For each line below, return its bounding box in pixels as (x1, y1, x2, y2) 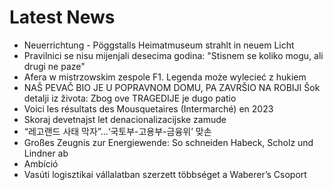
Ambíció (23, 157, 59, 170)
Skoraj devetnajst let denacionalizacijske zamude (23, 113, 227, 125)
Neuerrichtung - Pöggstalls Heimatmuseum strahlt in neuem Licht (23, 39, 295, 51)
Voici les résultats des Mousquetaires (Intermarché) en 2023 (23, 102, 274, 115)
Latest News (9, 6, 116, 29)
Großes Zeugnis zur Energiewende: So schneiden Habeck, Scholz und (23, 136, 314, 148)
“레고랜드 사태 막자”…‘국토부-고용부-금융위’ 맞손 (23, 125, 212, 137)
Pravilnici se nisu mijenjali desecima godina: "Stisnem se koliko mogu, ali (23, 49, 324, 61)
